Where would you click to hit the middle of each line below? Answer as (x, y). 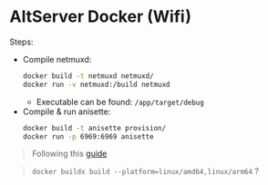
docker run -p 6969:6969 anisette (88, 136)
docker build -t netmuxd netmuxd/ (88, 76)
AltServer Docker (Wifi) (100, 17)
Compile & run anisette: (67, 112)
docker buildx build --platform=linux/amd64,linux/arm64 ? (145, 171)
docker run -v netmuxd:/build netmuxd (96, 84)
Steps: (21, 42)
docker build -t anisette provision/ (94, 128)
